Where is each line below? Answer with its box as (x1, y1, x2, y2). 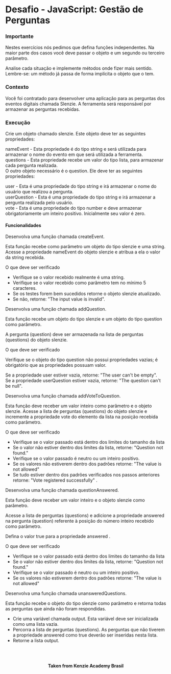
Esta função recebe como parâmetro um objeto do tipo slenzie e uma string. (5, 244, 166, 250)
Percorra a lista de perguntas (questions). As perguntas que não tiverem (12, 627, 165, 633)
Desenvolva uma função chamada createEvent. (5, 233, 105, 240)
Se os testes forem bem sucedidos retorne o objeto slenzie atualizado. (12, 291, 162, 297)
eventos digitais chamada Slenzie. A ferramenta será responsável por (5, 101, 152, 107)
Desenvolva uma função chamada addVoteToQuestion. (5, 393, 121, 399)
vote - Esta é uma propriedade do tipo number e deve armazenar (5, 205, 142, 211)
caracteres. (12, 285, 37, 291)
